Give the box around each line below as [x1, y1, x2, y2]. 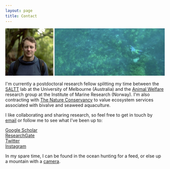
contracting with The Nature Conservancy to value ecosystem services [5, 96, 154, 103]
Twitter [5, 138, 20, 144]
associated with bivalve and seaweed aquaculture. [5, 102, 111, 108]
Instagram [5, 143, 26, 149]
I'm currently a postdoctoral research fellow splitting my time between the [5, 81, 159, 87]
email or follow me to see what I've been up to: [5, 117, 103, 123]
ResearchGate [5, 132, 35, 138]
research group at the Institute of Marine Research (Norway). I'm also [5, 91, 150, 97]
